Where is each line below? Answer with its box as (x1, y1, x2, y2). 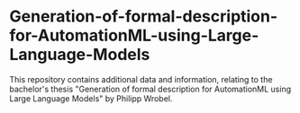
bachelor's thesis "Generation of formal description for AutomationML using (9, 83, 292, 94)
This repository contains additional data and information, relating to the (9, 74, 273, 84)
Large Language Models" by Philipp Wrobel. (9, 92, 173, 104)
